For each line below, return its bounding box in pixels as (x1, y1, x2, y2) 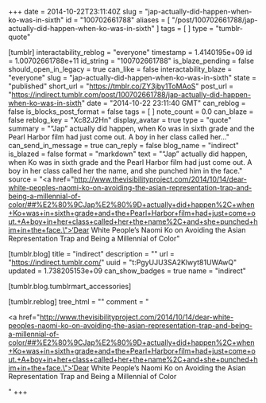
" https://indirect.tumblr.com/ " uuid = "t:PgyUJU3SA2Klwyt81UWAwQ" (8, 258, 237, 267)
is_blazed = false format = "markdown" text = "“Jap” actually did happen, (8, 149, 248, 158)
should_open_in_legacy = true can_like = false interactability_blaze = (8, 65, 233, 74)
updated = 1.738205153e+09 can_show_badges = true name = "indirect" (8, 266, 246, 276)
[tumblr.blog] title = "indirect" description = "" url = (8, 249, 175, 258)
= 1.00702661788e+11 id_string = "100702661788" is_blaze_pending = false (8, 56, 254, 65)
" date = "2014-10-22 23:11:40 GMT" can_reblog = (81, 99, 246, 108)
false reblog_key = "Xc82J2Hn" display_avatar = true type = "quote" (8, 115, 232, 124)
